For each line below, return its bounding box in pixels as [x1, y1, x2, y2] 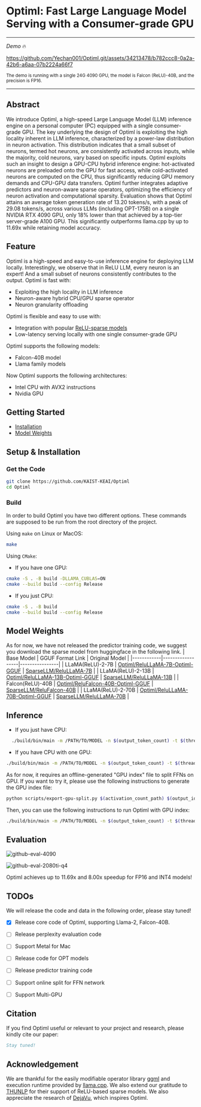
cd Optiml [6, 484, 31, 490]
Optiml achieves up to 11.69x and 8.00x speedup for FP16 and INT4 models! [6, 873, 193, 881]
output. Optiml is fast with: [6, 276, 71, 283]
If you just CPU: [14, 592, 54, 599]
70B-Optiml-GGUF [6, 693, 52, 700]
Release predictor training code [14, 967, 93, 974]
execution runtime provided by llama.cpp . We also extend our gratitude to [6, 1082, 187, 1089]
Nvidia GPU [14, 390, 44, 397]
